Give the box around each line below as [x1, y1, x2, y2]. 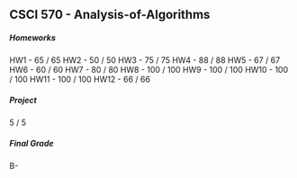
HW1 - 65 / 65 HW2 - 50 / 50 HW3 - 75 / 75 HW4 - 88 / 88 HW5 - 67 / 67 [9, 55, 281, 66]
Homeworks [9, 31, 57, 43]
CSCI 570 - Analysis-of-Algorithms [9, 7, 211, 22]
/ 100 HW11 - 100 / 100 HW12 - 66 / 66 [9, 74, 151, 85]
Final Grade [9, 138, 54, 148]
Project [9, 94, 38, 105]
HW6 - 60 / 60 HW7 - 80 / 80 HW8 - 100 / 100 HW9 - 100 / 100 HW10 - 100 [9, 65, 289, 76]
